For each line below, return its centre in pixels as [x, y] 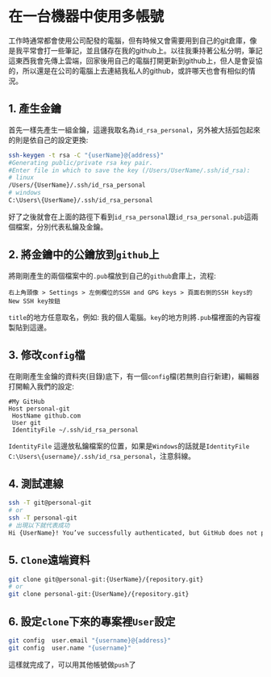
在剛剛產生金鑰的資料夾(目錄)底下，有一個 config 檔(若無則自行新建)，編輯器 [134, 376]
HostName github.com [46, 416]
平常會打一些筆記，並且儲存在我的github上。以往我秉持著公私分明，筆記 [142, 50]
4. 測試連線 [36, 484]
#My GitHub [27, 402]
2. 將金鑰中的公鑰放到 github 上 [84, 255]
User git [27, 423]
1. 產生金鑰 [35, 109]
